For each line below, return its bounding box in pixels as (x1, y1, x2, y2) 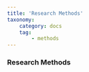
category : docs (19, 22, 63, 29)
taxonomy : (7, 16, 35, 23)
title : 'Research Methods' (7, 10, 84, 17)
